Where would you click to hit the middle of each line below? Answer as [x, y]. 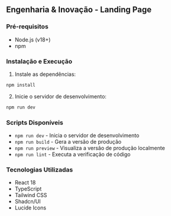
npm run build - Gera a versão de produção [68, 142]
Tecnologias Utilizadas [40, 170]
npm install [21, 85]
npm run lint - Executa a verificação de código [72, 154]
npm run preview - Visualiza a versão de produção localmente [90, 148]
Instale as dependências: [45, 74]
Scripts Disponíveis [35, 122]
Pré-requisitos [27, 27]
